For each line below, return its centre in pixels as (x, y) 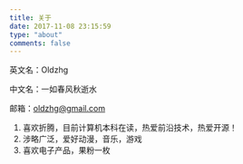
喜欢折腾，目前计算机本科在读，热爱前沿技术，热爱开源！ (130, 128)
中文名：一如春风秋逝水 (53, 89)
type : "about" (36, 34)
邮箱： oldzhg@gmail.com (58, 109)
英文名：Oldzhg (39, 70)
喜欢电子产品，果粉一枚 (66, 150)
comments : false (40, 43)
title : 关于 (30, 18)
